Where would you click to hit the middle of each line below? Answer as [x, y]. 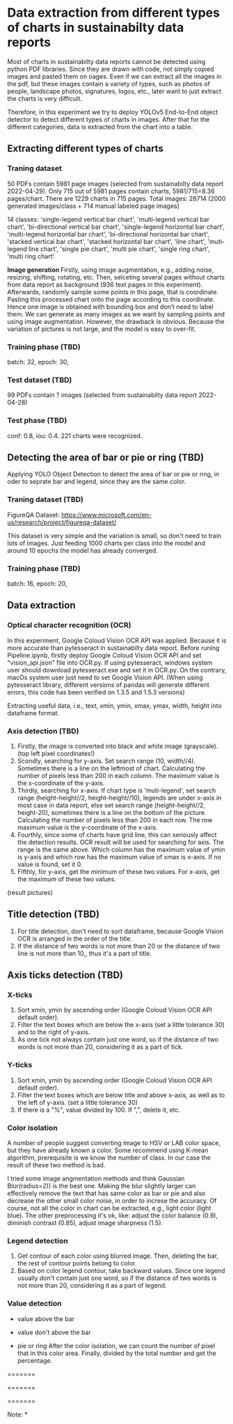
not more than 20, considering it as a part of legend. [92, 1286]
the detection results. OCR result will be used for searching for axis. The [120, 842]
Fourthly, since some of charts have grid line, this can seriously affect [117, 834]
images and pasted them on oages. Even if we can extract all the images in [114, 76]
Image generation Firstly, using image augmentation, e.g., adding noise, [111, 270]
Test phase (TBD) [37, 421]
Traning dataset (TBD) [45, 500]
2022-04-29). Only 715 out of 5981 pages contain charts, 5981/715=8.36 [111, 191]
